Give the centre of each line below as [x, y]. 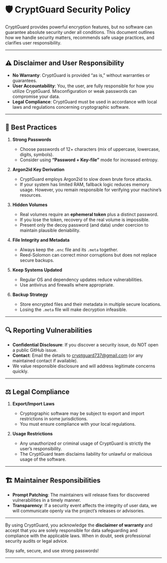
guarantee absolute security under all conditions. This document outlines [80, 32]
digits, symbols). [37, 154]
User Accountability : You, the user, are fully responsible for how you [83, 86]
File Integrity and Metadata [41, 240]
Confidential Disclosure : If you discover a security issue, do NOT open [85, 345]
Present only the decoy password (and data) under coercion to [84, 225]
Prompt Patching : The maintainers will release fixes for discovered [81, 495]
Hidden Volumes [30, 205]
